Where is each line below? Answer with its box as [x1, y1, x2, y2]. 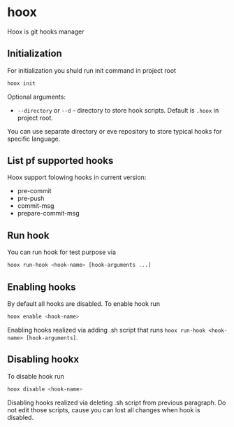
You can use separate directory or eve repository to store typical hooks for [7, 127, 222, 135]
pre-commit [17, 187, 52, 195]
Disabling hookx [7, 353, 79, 365]
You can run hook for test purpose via [7, 248, 117, 256]
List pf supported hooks [7, 155, 114, 167]
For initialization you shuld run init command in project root [7, 66, 177, 74]
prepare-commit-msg [17, 209, 80, 218]
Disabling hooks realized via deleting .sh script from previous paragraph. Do [7, 398, 226, 407]
